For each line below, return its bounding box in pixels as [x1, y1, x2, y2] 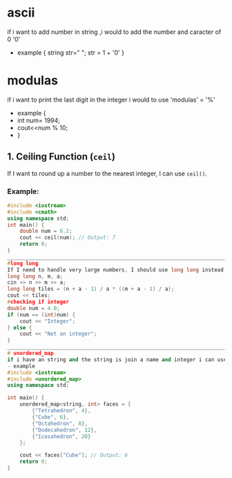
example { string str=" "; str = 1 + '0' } [17, 48, 124, 57]
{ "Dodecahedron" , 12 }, [32, 426, 97, 433]
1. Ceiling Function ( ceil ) [7, 151, 116, 163]
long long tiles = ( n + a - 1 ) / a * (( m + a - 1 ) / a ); [7, 285, 175, 293]
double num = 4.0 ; [7, 305, 60, 312]
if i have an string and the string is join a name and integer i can [7, 356, 215, 363]
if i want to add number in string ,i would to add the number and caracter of [7, 28, 222, 36]
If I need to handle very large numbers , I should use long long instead [7, 266, 224, 274]
